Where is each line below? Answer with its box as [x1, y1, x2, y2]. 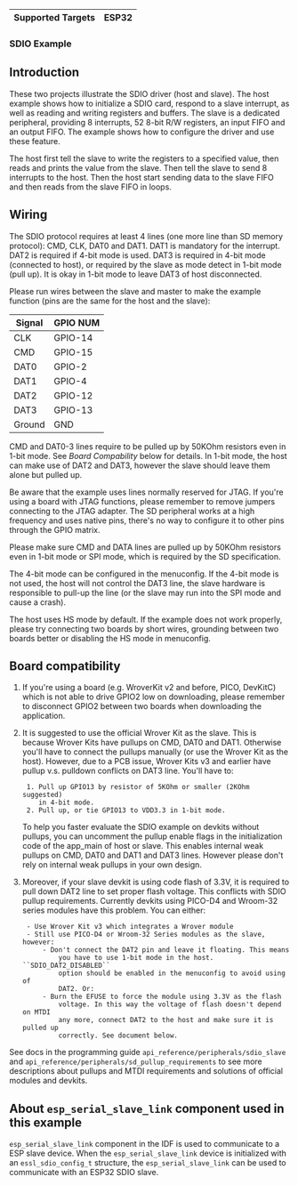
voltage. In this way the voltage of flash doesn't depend [58, 1000, 282, 1009]
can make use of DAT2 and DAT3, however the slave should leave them [9, 460, 270, 471]
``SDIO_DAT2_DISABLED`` [21, 961, 111, 971]
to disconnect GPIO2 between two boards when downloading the [21, 701, 262, 712]
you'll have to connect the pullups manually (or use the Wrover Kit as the [21, 746, 289, 757]
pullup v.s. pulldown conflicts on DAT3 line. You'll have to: [21, 765, 234, 777]
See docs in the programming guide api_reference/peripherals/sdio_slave [9, 1047, 286, 1058]
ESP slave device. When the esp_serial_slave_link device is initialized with [9, 1148, 287, 1159]
